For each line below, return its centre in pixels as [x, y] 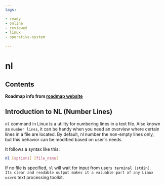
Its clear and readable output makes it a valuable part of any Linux [79, 172]
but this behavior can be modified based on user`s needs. [64, 139]
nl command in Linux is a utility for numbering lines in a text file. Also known [83, 123]
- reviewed [16, 28]
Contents [20, 84]
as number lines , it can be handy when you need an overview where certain [82, 129]
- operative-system [25, 37]
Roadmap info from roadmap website [44, 96]
